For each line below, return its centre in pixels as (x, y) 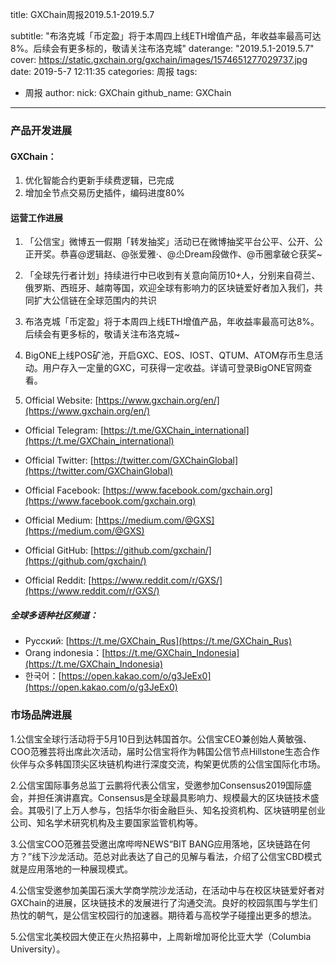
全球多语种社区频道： (54, 615)
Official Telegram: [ (64, 430)
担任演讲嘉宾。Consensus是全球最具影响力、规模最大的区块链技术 (173, 797)
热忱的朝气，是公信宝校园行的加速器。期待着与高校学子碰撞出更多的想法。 (163, 915)
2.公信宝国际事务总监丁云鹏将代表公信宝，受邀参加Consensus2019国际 (157, 785)
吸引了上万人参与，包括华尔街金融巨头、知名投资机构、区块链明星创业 (181, 810)
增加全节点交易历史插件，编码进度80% (105, 193)
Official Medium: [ (61, 520)
